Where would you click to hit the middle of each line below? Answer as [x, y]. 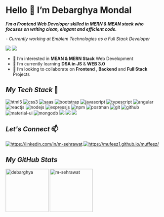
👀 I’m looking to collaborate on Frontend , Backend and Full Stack [80, 69]
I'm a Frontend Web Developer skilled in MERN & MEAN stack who [75, 24]
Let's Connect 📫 [32, 129]
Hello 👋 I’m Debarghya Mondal [69, 10]
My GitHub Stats [32, 160]
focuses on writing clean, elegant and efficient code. [61, 29]
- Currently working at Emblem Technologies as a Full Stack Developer [78, 39]
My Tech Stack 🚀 [32, 90]
